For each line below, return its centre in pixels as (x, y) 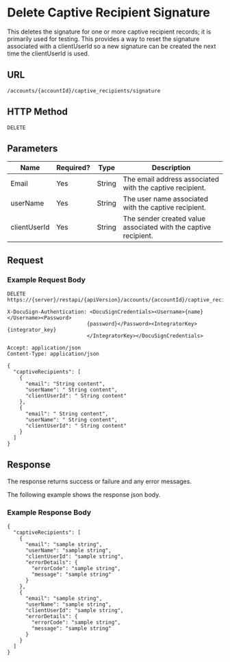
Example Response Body (49, 512)
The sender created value (164, 219)
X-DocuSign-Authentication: (47, 312)
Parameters (33, 148)
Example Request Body (46, 280)
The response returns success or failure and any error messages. (99, 481)
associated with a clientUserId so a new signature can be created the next (112, 46)
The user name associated (166, 199)
